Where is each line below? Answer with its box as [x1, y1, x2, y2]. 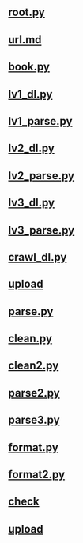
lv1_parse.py [8, 114, 73, 128]
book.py [8, 60, 50, 74]
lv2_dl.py [8, 142, 55, 155]
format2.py [8, 468, 66, 481]
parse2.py [8, 386, 61, 400]
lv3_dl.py [8, 196, 55, 210]
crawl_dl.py [8, 250, 67, 264]
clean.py [8, 332, 53, 345]
